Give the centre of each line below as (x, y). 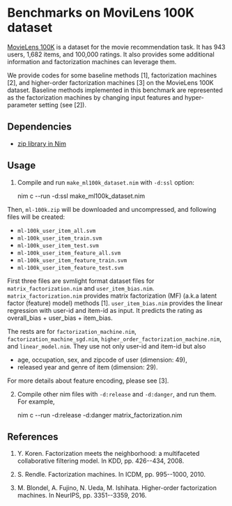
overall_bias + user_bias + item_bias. (60, 318)
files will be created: (36, 217)
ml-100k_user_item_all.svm (56, 231)
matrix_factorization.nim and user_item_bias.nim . (81, 288)
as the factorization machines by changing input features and (95, 97)
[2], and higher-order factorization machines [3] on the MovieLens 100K (110, 82)
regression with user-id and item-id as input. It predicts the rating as (105, 310)
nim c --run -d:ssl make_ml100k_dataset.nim (81, 196)
